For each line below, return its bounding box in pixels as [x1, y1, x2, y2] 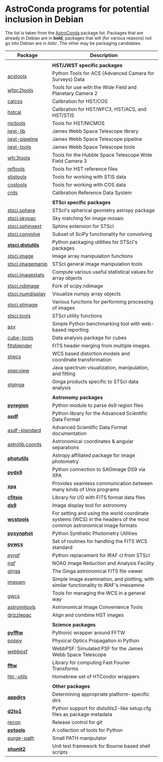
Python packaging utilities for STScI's [52, 238, 138, 245]
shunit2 [7, 745, 26, 752]
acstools [7, 73, 27, 79]
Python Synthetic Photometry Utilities [52, 530, 137, 537]
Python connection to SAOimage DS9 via [52, 466, 146, 472]
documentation [52, 430, 87, 437]
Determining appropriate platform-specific [52, 691, 149, 698]
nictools [7, 119, 26, 126]
